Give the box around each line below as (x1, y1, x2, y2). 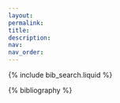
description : (8, 33, 51, 42)
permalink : (8, 19, 44, 27)
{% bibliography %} (8, 86, 73, 95)
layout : (8, 11, 34, 20)
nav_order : (8, 48, 44, 56)
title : (8, 26, 30, 34)
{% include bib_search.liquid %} (8, 71, 113, 79)
